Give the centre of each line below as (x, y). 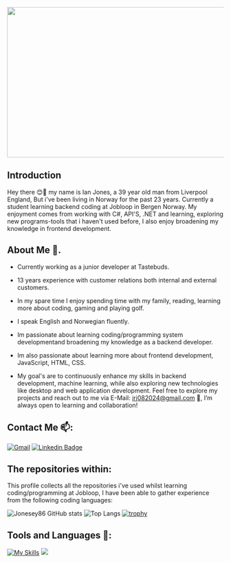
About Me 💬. (34, 250)
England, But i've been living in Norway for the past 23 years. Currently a (110, 199)
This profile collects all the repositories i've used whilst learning (97, 486)
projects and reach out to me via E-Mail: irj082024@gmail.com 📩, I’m (115, 397)
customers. (33, 287)
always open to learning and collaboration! (77, 405)
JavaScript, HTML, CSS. (51, 362)
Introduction (34, 176)
